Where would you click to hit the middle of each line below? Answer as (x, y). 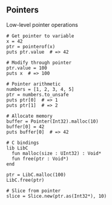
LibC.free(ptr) (25, 180)
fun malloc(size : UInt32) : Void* (57, 153)
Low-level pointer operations (42, 24)
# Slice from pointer (34, 191)
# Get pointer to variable (40, 36)
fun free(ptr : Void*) (40, 159)
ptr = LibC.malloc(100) (36, 174)
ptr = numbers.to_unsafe (38, 95)
